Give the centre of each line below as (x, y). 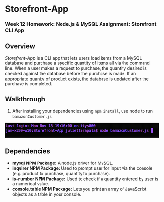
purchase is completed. (29, 83)
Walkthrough (25, 99)
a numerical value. (31, 183)
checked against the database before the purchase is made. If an (71, 73)
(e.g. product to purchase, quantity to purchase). (61, 173)
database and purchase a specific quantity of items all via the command (77, 63)
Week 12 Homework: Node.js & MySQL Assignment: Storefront (81, 24)
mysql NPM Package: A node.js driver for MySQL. (63, 163)
